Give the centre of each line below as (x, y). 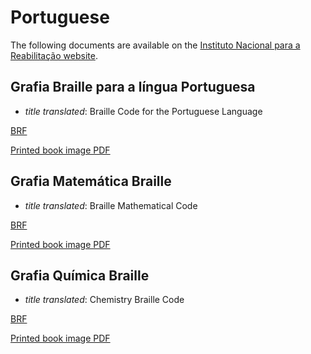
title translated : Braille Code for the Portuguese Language (143, 111)
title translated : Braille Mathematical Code (111, 205)
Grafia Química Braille (80, 275)
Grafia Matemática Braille (91, 181)
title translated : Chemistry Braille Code (104, 300)
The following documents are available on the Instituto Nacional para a (155, 45)
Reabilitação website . (54, 55)
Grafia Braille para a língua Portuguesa (133, 87)
